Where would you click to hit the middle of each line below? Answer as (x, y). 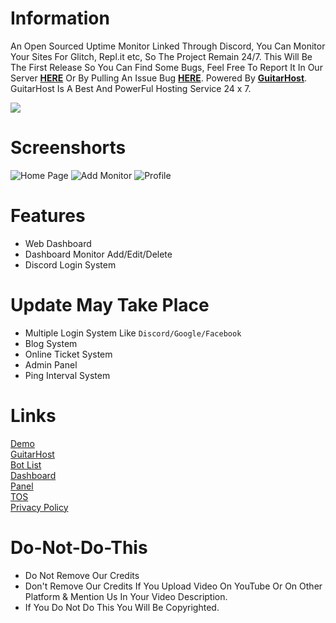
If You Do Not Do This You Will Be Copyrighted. (122, 607)
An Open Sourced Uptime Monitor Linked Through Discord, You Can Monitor (168, 46)
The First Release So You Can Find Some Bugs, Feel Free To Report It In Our (166, 67)
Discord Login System (70, 264)
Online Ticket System (68, 354)
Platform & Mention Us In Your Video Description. (126, 596)
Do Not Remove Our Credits (82, 575)
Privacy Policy (39, 507)
